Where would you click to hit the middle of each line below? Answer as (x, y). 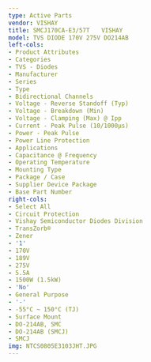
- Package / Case (37, 177)
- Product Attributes (44, 52)
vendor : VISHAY (33, 23)
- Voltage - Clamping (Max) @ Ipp (65, 119)
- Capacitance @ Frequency (53, 155)
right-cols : (28, 199)
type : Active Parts (40, 15)
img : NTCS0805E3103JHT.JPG (53, 346)
